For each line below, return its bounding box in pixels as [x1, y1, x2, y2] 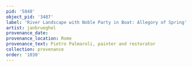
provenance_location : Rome [6, 36, 72, 41]
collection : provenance [6, 47, 64, 52]
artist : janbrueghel [6, 24, 57, 31]
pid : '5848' [6, 8, 35, 15]
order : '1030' [6, 52, 41, 58]
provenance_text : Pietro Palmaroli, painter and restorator [6, 41, 156, 47]
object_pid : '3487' [6, 14, 54, 20]
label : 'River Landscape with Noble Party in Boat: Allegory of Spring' [6, 19, 187, 25]
